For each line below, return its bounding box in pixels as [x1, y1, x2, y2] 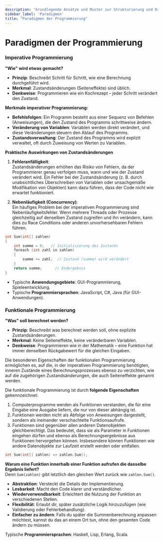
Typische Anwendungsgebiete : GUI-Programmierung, [12, 279, 122, 285]
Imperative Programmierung [5, 54, 73, 61]
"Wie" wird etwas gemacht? [5, 65, 64, 71]
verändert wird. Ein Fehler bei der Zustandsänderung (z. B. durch [12, 174, 142, 180]
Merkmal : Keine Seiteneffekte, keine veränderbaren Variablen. [12, 338, 137, 344]
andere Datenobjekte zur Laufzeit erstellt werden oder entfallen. [12, 443, 140, 449]
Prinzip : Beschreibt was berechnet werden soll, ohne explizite [12, 327, 136, 333]
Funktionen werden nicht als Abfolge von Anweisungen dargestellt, [12, 412, 147, 418]
